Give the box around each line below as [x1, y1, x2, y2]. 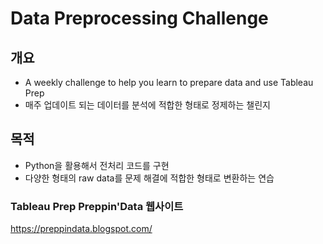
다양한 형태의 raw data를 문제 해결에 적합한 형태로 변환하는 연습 [24, 172, 275, 184]
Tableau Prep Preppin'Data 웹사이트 [10, 199, 184, 213]
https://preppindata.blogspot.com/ [10, 223, 153, 235]
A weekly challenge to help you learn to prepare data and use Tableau [24, 77, 314, 88]
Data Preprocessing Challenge [10, 7, 269, 30]
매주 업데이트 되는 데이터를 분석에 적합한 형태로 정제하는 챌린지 [24, 99, 271, 111]
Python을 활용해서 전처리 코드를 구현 [24, 159, 170, 171]
